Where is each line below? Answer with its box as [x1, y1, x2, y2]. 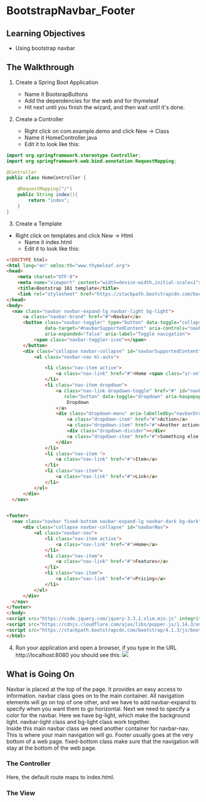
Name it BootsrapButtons [24, 90, 88, 98]
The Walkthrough [6, 62, 75, 73]
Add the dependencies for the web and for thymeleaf [24, 96, 159, 104]
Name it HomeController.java [24, 133, 97, 141]
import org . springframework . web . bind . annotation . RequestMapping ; [6, 158, 177, 164]
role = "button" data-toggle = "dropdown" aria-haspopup [64, 393, 202, 399]
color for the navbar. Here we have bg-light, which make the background [6, 711, 190, 719]
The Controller [6, 760, 51, 768]
